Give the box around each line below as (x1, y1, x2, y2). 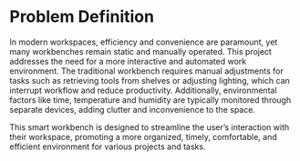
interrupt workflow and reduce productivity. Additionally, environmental (9, 85, 277, 96)
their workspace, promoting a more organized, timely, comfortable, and (9, 131, 277, 142)
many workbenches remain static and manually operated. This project (9, 45, 272, 56)
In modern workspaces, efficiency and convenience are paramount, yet (9, 36, 278, 47)
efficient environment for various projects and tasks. (9, 141, 206, 152)
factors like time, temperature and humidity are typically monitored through (9, 94, 292, 106)
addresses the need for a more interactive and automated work (9, 55, 247, 66)
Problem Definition (9, 6, 155, 27)
